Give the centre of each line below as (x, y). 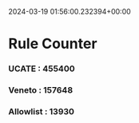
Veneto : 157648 (41, 90)
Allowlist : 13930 (41, 111)
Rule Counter (53, 44)
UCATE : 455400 (42, 69)
